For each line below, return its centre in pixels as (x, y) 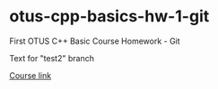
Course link (31, 75)
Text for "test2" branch (52, 58)
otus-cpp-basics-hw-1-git (109, 16)
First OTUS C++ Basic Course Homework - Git (95, 41)
